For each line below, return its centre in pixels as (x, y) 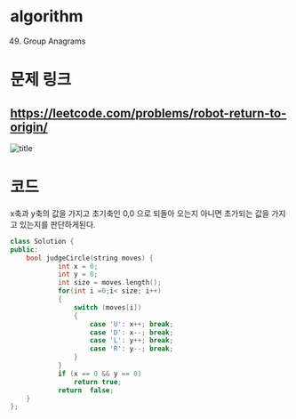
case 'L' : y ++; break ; (132, 341)
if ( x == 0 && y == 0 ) (100, 374)
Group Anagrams (54, 41)
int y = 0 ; (78, 274)
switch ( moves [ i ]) (108, 307)
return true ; (98, 382)
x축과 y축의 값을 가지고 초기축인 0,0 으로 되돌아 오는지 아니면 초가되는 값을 (140, 213)
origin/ (29, 127)
